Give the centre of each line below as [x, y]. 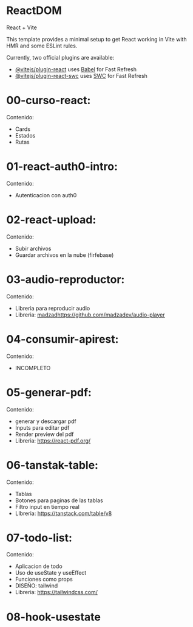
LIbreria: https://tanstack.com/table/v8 [63, 513]
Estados [25, 135]
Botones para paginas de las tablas [59, 500]
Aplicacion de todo [39, 566]
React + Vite [22, 27]
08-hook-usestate [54, 617]
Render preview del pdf [44, 434]
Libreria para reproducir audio [52, 308]
